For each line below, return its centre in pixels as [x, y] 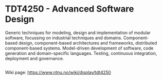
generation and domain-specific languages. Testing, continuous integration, [81, 53]
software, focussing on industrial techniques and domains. [64, 38]
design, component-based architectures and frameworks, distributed [88, 43]
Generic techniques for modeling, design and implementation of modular [78, 32]
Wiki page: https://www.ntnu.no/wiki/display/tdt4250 [58, 72]
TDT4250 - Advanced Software [70, 9]
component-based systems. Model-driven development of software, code [79, 48]
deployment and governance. [35, 58]
